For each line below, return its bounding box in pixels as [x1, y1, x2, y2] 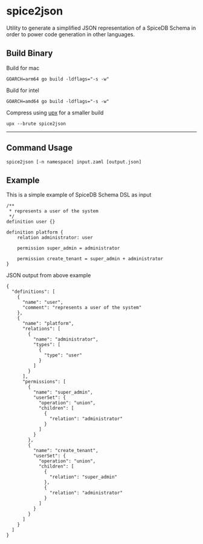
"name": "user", [22, 300, 63, 306]
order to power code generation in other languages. [6, 30, 135, 38]
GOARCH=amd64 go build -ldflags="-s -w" [6, 98, 110, 104]
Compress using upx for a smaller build [6, 109, 104, 116]
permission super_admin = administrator [17, 245, 120, 252]
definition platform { [6, 229, 63, 235]
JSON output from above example [6, 272, 91, 279]
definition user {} [6, 219, 56, 225]
